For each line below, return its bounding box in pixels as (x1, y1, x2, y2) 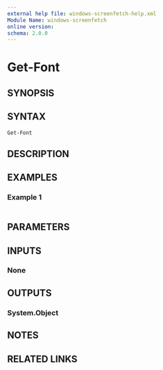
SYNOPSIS (7, 87, 55, 99)
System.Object (7, 307, 59, 317)
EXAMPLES (7, 172, 58, 184)
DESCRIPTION (7, 148, 69, 160)
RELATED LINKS (7, 353, 78, 365)
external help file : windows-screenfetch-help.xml (7, 10, 157, 17)
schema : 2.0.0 (7, 29, 49, 37)
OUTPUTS (7, 287, 52, 299)
